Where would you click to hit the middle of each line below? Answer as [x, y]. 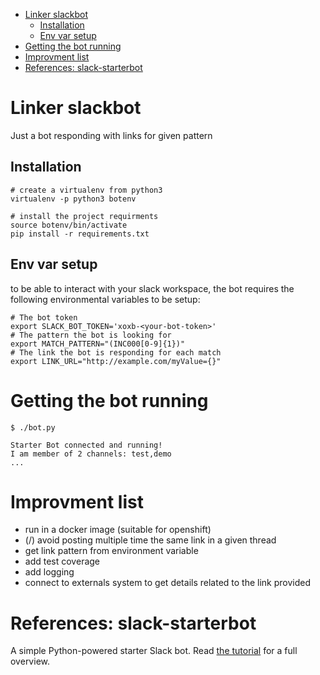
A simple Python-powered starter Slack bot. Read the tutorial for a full [154, 651]
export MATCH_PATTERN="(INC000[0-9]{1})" [98, 344]
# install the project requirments [84, 216]
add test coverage [62, 561]
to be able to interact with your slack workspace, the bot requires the [152, 288]
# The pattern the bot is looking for [91, 335]
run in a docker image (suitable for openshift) [118, 530]
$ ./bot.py [33, 427]
